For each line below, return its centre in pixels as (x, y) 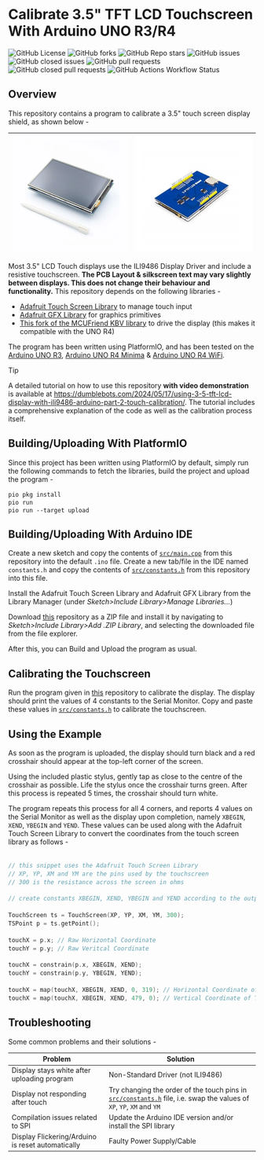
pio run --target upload (49, 510)
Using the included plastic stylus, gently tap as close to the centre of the (125, 776)
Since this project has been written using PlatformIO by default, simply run (128, 462)
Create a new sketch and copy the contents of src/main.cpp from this (121, 553)
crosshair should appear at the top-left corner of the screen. (106, 761)
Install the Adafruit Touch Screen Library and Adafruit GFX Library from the (130, 593)
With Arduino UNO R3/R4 (92, 31)
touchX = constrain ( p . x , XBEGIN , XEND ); (75, 965)
